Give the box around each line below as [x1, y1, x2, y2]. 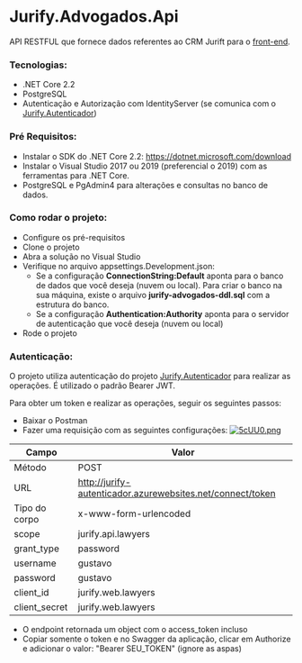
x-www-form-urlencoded [77, 507, 191, 520]
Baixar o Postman [22, 415, 88, 426]
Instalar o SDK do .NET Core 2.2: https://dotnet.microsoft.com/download [22, 150, 292, 161]
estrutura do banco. [35, 299, 110, 310]
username [13, 557, 57, 569]
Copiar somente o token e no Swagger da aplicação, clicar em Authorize [22, 633, 291, 645]
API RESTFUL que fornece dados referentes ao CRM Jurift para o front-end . [9, 36, 290, 47]
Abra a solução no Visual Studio [22, 250, 141, 262]
